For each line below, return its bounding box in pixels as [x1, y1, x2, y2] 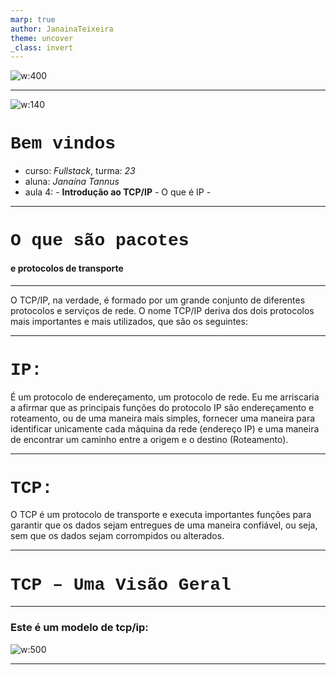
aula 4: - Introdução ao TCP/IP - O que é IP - [24, 186, 212, 198]
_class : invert [10, 42, 74, 53]
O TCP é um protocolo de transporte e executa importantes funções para [10, 509, 312, 521]
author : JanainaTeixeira [10, 24, 114, 34]
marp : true [10, 14, 56, 25]
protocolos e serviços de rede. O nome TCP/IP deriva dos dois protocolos [10, 304, 315, 316]
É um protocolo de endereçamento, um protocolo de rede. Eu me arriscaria [10, 391, 320, 403]
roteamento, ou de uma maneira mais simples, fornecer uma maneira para [10, 412, 316, 424]
